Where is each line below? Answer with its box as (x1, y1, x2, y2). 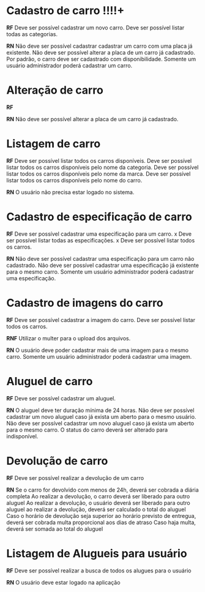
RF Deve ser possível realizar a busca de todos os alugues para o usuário (6, 567, 192, 574)
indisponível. (6, 432, 39, 440)
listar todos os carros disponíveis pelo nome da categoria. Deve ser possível (6, 163, 199, 171)
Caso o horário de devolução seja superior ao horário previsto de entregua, (6, 512, 196, 519)
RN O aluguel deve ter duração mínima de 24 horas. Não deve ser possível (6, 407, 195, 414)
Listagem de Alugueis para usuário (6, 546, 188, 560)
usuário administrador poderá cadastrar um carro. (6, 62, 133, 69)
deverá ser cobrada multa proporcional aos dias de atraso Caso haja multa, (6, 519, 196, 526)
